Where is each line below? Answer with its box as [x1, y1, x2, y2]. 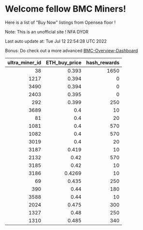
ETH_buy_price [45, 59, 82, 66]
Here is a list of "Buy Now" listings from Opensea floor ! [5, 19, 116, 25]
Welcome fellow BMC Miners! [5, 3, 127, 15]
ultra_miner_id [7, 59, 42, 66]
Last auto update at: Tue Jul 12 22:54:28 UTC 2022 [5, 38, 107, 44]
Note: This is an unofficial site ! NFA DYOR [5, 29, 88, 34]
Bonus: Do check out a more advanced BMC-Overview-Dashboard [5, 48, 138, 53]
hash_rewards [86, 59, 120, 66]
